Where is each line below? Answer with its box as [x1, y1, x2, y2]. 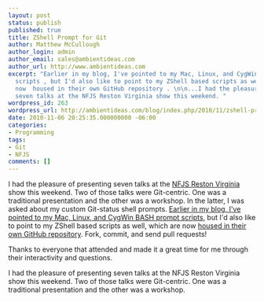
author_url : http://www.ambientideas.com [8, 63, 146, 71]
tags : [8, 135, 26, 144]
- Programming [8, 128, 55, 136]
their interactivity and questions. [8, 253, 113, 263]
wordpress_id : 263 [8, 99, 68, 107]
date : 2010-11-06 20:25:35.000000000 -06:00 [8, 114, 156, 122]
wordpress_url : [8, 107, 58, 115]
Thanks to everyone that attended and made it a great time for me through [8, 245, 249, 254]
